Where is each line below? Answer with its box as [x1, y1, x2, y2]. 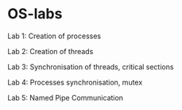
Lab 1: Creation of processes [7, 31, 101, 41]
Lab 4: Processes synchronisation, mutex [7, 77, 143, 87]
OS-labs [7, 5, 63, 23]
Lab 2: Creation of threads [7, 46, 94, 56]
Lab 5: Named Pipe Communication [7, 92, 124, 102]
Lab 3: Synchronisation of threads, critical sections [7, 61, 174, 72]
